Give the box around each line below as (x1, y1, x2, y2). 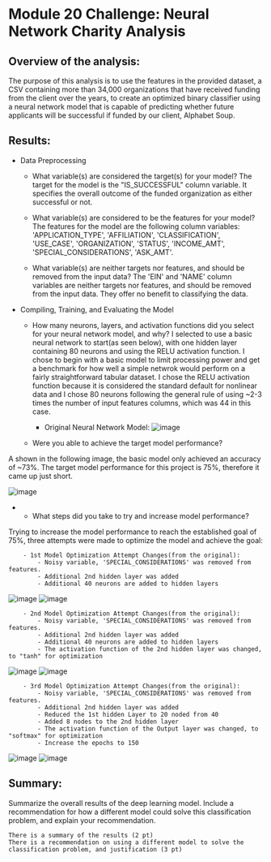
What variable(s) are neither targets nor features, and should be (32, 263, 245, 273)
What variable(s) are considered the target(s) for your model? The (32, 171, 252, 181)
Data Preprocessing (19, 155, 87, 165)
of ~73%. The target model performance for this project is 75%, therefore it (8, 462, 260, 472)
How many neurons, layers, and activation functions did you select (32, 320, 255, 330)
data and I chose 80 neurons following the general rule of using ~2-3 (32, 389, 263, 399)
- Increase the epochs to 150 (37, 739, 139, 747)
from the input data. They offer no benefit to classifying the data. (32, 289, 248, 299)
